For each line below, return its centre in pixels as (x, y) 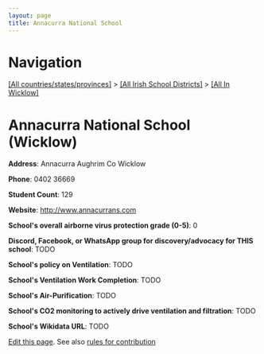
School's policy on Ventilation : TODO (71, 265)
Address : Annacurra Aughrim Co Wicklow (77, 164)
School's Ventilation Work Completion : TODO (85, 280)
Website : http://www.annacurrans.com (72, 210)
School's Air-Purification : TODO (62, 296)
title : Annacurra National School (66, 23)
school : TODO (32, 249)
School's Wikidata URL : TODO (59, 326)
